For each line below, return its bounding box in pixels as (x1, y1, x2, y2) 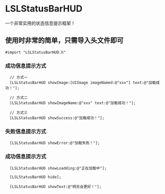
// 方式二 (9, 95, 28, 100)
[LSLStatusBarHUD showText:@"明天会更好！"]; (9, 184, 101, 189)
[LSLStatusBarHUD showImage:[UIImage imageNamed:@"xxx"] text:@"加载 (9, 80, 156, 85)
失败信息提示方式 (5, 128, 46, 135)
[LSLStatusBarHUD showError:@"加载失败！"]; (9, 140, 100, 145)
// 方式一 (9, 75, 28, 80)
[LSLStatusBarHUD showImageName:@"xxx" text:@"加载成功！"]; (9, 100, 136, 105)
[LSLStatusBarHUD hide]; (9, 174, 61, 179)
